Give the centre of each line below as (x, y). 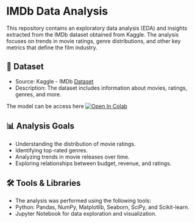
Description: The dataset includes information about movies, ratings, (101, 88)
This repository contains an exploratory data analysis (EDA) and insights (97, 28)
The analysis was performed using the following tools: (83, 201)
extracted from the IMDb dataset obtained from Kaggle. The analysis (92, 34)
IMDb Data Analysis (57, 11)
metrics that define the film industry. (52, 48)
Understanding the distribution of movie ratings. (75, 144)
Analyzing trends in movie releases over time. (72, 157)
